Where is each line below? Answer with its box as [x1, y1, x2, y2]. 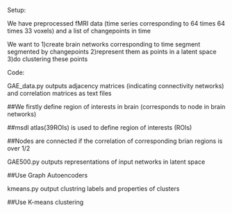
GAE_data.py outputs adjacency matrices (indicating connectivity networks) [7, 82, 224, 90]
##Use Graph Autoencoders [7, 171, 88, 179]
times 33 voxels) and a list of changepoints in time [7, 27, 151, 35]
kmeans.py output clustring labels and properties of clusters [7, 185, 180, 193]
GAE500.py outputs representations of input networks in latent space [7, 157, 206, 166]
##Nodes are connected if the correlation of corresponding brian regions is [7, 137, 223, 145]
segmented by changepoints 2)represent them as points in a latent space [7, 48, 217, 56]
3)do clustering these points [7, 55, 88, 63]
